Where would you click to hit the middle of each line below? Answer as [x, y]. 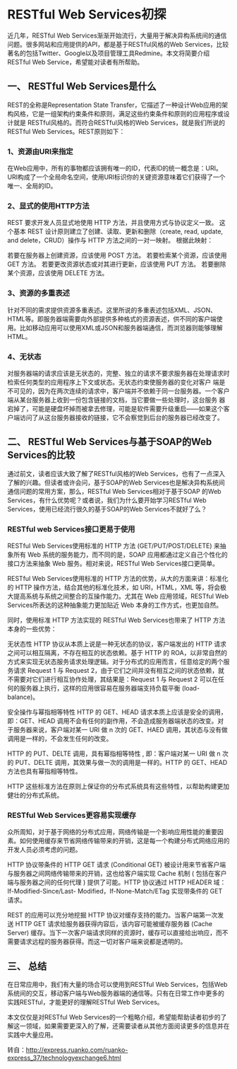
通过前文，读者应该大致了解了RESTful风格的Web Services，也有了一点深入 [116, 473]
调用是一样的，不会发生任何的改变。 [60, 739]
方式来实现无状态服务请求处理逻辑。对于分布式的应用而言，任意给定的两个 [115, 661]
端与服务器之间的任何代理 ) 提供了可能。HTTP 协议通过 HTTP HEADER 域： [117, 882]
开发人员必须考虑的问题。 [44, 850]
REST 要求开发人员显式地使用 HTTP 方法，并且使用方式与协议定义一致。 [113, 223]
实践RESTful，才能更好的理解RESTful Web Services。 [85, 1002]
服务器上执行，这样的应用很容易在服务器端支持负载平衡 [100, 688]
